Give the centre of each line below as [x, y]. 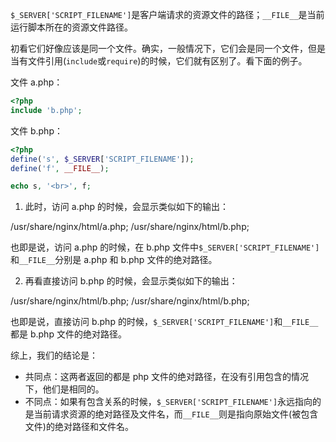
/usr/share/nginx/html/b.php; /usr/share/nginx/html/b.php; [130, 301]
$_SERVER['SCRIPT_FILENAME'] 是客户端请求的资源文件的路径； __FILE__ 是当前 [167, 14]
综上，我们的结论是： [54, 355]
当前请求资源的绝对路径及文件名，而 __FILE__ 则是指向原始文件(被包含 [176, 414]
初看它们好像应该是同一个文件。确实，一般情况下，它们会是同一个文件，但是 [168, 48]
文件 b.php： [36, 130]
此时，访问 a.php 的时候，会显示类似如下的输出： [126, 207]
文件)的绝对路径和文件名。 [79, 427]
